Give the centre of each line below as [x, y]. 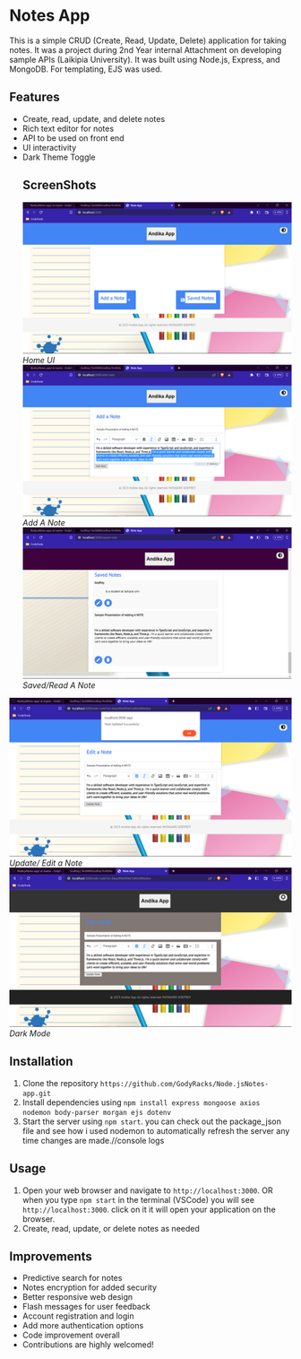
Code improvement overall [71, 1335]
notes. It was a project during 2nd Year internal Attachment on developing [146, 49]
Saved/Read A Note [59, 685]
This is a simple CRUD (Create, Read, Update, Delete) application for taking [148, 40]
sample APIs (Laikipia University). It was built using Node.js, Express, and [145, 59]
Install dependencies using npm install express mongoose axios [141, 1102]
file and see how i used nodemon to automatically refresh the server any [156, 1130]
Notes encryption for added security [90, 1287]
